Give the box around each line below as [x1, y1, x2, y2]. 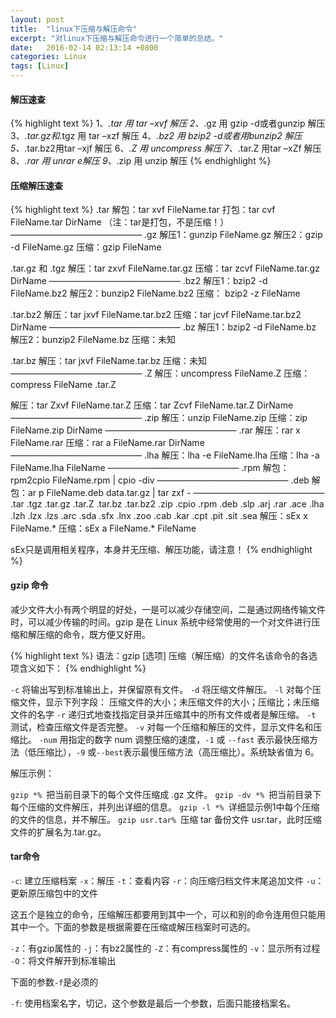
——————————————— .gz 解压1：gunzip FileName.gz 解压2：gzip [10, 229, 323, 241]
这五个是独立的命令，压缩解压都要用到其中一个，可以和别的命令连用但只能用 [10, 908, 326, 920]
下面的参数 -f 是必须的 [10, 976, 99, 988]
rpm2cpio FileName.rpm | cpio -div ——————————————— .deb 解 [10, 474, 321, 486]
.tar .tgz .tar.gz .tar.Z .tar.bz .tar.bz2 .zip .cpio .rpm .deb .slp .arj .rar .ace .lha [10, 498, 325, 510]
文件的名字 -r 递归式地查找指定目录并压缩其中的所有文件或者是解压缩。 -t [10, 708, 317, 720]
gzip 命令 [10, 579, 49, 591]
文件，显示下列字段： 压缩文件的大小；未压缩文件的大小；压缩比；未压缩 [18, 696, 320, 708]
